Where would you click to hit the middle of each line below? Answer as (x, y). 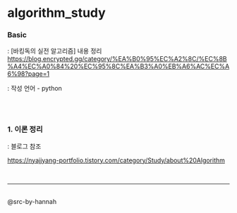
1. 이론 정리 (25, 129)
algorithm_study (56, 13)
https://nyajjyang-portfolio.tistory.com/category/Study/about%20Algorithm (116, 160)
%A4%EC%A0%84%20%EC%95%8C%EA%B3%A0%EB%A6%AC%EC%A (119, 66)
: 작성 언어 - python (35, 89)
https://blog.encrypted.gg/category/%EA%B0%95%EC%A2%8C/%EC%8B (117, 59)
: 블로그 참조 (24, 146)
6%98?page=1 (29, 74)
